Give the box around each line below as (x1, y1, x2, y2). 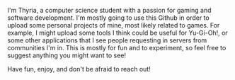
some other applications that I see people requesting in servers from (7, 36, 207, 45)
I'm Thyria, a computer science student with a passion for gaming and (7, 6, 212, 14)
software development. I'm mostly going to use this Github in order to (7, 13, 210, 22)
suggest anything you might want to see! (7, 51, 126, 59)
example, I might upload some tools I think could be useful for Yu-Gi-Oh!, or (7, 28, 228, 37)
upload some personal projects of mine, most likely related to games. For (7, 21, 220, 29)
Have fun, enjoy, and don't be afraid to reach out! (7, 65, 151, 73)
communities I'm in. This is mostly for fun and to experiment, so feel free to (7, 44, 227, 52)
